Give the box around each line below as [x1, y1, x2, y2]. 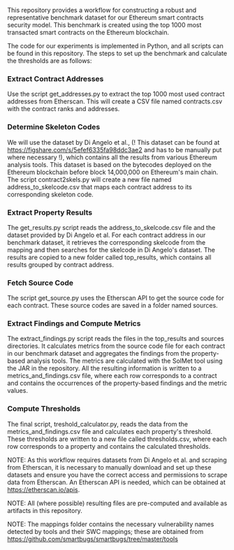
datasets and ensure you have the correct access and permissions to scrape [7, 470, 228, 479]
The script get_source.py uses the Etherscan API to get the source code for [7, 294, 225, 303]
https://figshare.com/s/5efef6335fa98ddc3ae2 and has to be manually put [7, 145, 222, 154]
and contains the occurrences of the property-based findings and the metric [7, 379, 228, 387]
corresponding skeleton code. [7, 190, 94, 198]
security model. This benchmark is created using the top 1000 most [7, 21, 202, 29]
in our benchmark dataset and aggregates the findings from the [7, 349, 191, 358]
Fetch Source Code [7, 277, 74, 287]
